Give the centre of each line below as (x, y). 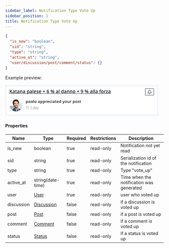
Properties (17, 126)
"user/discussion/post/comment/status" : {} (56, 63)
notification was (137, 183)
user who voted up (140, 195)
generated (131, 188)
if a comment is (136, 221)
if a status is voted (139, 233)
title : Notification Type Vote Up (41, 21)
